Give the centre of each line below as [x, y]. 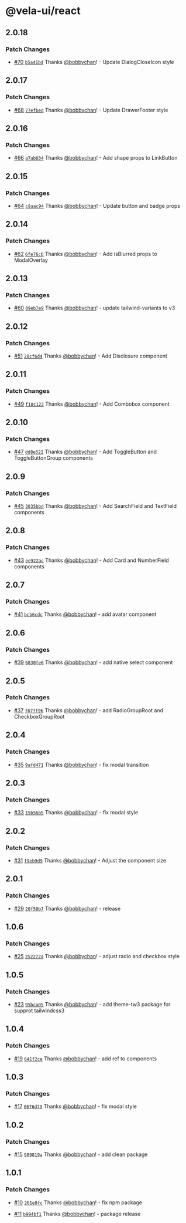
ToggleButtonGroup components [53, 458]
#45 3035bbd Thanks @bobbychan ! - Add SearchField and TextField [95, 506]
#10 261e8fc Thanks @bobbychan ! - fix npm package [78, 1202]
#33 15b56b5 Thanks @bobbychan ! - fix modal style [76, 813]
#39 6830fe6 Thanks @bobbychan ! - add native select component [93, 662]
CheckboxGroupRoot [39, 716]
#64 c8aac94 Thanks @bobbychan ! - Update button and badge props [97, 205]
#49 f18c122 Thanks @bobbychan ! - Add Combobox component [92, 404]
